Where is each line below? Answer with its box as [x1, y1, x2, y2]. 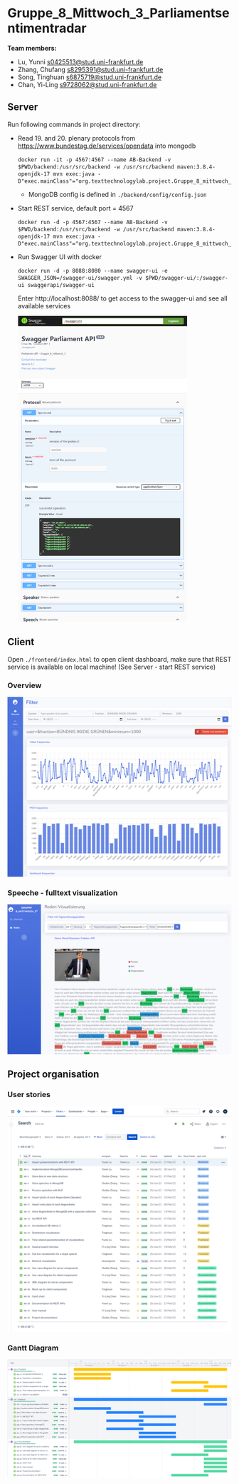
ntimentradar [7, 20, 87, 36]
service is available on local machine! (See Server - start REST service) [7, 662, 216, 671]
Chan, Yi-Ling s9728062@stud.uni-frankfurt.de [17, 80, 157, 89]
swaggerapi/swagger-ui [27, 281, 95, 288]
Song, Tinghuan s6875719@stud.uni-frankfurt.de [17, 73, 162, 81]
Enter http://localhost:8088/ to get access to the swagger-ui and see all [17, 294, 228, 303]
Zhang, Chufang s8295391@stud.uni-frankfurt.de [17, 65, 164, 74]
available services [17, 301, 71, 310]
